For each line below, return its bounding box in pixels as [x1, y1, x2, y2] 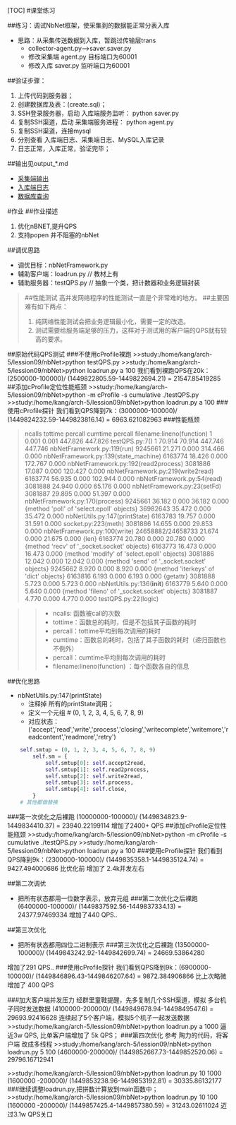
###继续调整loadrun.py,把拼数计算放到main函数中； [7, 1085, 159, 1093]
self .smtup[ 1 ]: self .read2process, [44, 766, 150, 773]
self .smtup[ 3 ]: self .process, [44, 779, 134, 786]
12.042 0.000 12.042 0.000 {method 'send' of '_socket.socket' [24, 557, 206, 565]
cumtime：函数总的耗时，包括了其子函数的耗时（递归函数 [52, 636, 221, 644]
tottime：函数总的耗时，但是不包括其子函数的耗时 [52, 618, 197, 626]
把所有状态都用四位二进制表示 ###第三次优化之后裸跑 [17, 940, 174, 948]
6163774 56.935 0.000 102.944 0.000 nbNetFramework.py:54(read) [24, 475, 223, 482]
